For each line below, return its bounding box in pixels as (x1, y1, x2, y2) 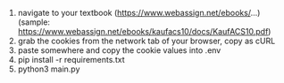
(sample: (17, 17, 51, 27)
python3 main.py (17, 64, 80, 74)
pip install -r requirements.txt (17, 55, 125, 64)
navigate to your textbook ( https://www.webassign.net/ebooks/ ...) (17, 8, 261, 18)
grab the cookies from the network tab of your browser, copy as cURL (17, 35, 276, 46)
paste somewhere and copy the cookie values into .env (17, 45, 221, 56)
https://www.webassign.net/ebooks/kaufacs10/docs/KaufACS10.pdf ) (17, 26, 271, 36)
